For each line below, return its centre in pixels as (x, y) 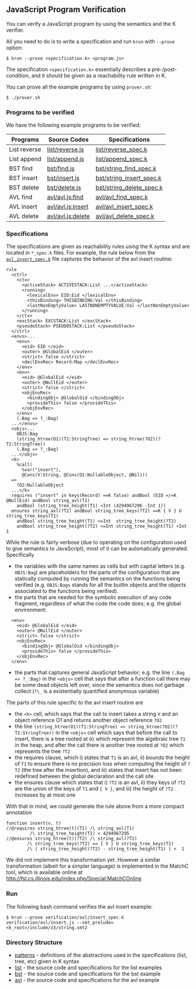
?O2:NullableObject (40, 485)
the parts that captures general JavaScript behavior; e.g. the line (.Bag (100, 673)
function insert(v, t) (34, 824)
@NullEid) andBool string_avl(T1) (48, 501)
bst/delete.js (64, 188)
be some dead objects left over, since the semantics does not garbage (99, 685)
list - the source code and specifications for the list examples (88, 968)
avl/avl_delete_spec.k (125, 216)
